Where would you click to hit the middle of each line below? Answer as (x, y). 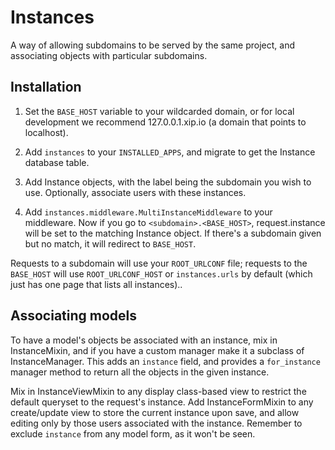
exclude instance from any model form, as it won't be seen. (133, 433)
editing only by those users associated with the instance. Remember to (156, 423)
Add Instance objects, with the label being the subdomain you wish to (168, 182)
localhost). (46, 132)
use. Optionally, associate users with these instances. (135, 192)
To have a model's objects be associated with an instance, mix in (144, 340)
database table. (57, 162)
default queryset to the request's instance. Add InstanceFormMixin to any (162, 402)
